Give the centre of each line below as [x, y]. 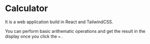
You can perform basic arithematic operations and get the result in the [75, 31]
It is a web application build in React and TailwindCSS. [59, 22]
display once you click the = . [34, 36]
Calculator [26, 8]
